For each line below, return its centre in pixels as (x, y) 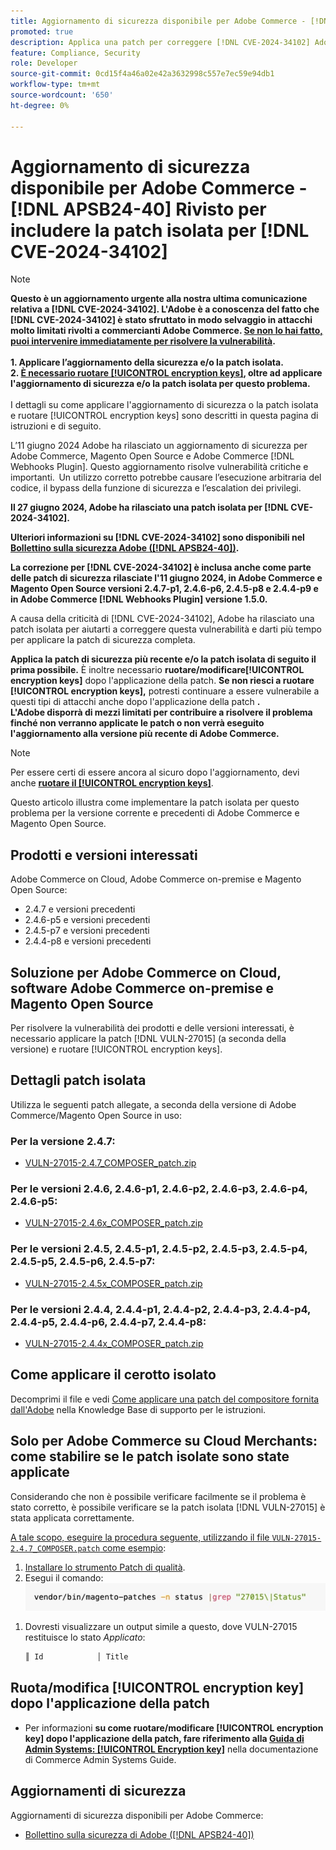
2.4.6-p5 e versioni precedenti (87, 920)
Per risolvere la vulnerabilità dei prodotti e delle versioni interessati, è (152, 1028)
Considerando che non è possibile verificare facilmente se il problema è (158, 1496)
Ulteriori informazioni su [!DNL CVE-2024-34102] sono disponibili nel (157, 537)
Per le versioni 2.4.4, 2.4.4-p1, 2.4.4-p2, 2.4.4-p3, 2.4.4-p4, (161, 1309)
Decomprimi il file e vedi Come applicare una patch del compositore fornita (165, 1399)
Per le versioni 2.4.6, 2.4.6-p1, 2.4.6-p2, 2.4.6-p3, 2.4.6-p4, (159, 1189)
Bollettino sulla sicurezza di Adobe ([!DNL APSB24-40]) (139, 1834)
